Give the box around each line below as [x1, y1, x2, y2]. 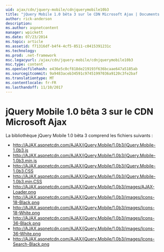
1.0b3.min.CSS [12, 179, 42, 185]
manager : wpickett [5, 30, 43, 35]
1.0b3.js [12, 147, 28, 153]
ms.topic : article [5, 39, 43, 44]
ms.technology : [5, 48, 37, 53]
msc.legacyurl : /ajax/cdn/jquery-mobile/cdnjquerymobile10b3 [5, 57, 134, 62]
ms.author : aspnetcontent [5, 26, 58, 30]
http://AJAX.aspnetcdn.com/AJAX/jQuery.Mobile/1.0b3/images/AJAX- [12, 184, 155, 190]
